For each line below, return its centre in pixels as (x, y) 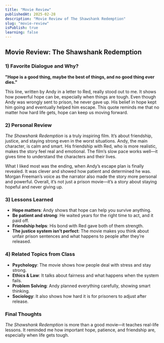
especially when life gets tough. (37, 335)
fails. (17, 280)
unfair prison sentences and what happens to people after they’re (78, 236)
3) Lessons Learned (29, 199)
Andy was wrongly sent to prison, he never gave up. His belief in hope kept (81, 102)
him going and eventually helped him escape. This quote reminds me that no (82, 107)
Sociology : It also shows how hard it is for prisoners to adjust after (79, 296)
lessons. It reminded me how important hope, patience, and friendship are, (80, 330)
